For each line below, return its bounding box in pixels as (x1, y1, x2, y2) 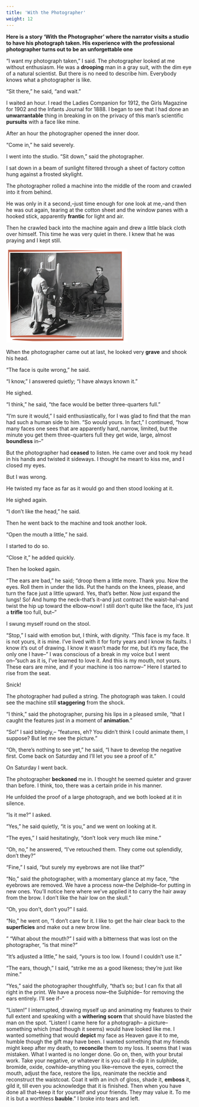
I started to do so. (6, 542, 49, 550)
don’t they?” (6, 852, 36, 859)
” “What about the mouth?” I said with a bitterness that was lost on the (6, 934, 178, 942)
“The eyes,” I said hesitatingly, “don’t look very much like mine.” (6, 834, 162, 841)
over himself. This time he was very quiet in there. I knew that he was (6, 230, 175, 237)
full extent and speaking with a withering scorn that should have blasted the (6, 1012, 193, 1020)
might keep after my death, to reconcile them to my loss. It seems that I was (6, 1044, 192, 1051)
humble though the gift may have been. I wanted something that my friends (6, 1038, 190, 1045)
